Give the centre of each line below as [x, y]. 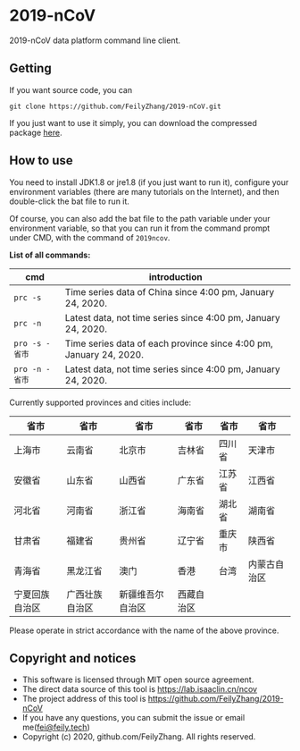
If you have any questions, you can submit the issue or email [133, 718]
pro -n [28, 369]
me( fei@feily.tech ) [56, 727]
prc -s [28, 297]
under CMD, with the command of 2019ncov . [90, 237]
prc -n [28, 323]
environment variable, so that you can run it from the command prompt [140, 228]
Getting [30, 68]
